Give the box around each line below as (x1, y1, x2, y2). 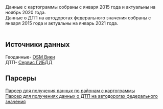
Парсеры (5, 74, 37, 83)
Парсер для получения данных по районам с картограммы (5, 88, 135, 94)
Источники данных (5, 40, 70, 49)
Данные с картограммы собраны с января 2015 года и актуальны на (5, 4, 156, 10)
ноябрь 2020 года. (5, 9, 46, 15)
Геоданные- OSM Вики (5, 53, 55, 60)
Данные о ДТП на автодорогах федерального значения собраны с (5, 15, 151, 21)
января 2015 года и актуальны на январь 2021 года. (5, 20, 119, 26)
